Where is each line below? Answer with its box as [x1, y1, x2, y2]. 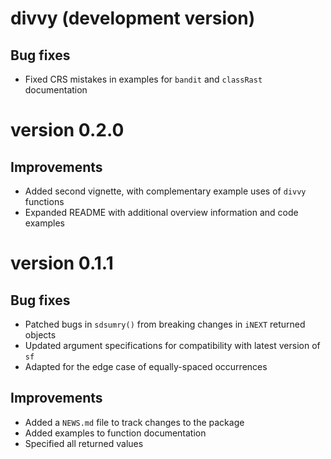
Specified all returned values [24, 437, 144, 449]
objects [24, 329, 57, 341]
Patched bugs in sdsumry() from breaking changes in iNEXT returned [24, 318, 306, 330]
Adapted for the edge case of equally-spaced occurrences [24, 361, 268, 372]
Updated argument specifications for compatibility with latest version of [24, 340, 321, 351]
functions [24, 196, 65, 207]
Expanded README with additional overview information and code [24, 207, 299, 218]
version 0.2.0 [10, 119, 125, 142]
